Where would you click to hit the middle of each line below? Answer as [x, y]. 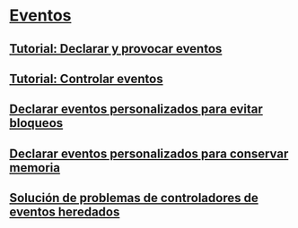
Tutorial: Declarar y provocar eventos [116, 49]
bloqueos [36, 123]
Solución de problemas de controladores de [134, 198]
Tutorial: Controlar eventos [86, 78]
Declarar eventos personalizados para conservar [149, 153]
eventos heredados [65, 212]
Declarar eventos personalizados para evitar [136, 110]
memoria [35, 168]
